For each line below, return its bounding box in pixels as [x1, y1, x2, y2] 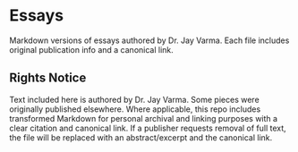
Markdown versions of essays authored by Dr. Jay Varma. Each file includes [9, 35, 290, 46]
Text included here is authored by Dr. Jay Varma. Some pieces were [9, 94, 260, 105]
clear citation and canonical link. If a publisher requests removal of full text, [9, 122, 286, 133]
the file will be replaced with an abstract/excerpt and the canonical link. [9, 131, 273, 143]
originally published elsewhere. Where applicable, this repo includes [9, 104, 261, 114]
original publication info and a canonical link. [9, 44, 175, 55]
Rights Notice [9, 71, 87, 86]
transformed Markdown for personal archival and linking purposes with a [9, 113, 278, 123]
